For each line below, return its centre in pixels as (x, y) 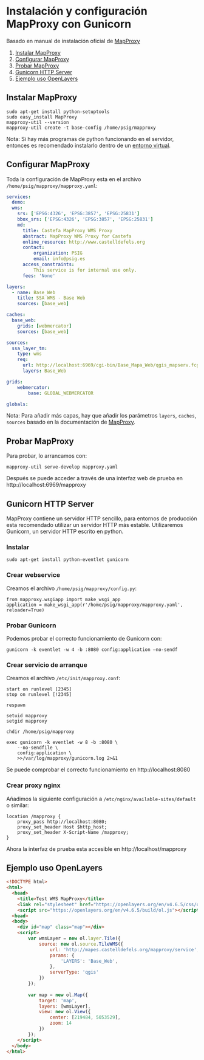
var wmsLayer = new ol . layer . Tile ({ (74, 938)
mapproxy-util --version (38, 122)
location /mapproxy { (34, 816)
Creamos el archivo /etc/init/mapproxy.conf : (63, 678)
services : (19, 197)
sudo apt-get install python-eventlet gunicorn (68, 560)
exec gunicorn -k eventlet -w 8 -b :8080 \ (62, 743)
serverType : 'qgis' (74, 972)
